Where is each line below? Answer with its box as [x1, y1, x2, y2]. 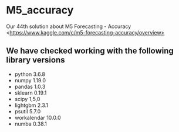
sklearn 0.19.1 [14, 89, 47, 96]
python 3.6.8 [14, 71, 46, 78]
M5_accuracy [6, 4, 74, 17]
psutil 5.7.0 [14, 107, 41, 114]
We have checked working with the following [6, 46, 174, 56]
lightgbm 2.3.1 [14, 102, 49, 109]
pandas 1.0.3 [14, 83, 46, 90]
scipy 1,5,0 [14, 95, 40, 102]
